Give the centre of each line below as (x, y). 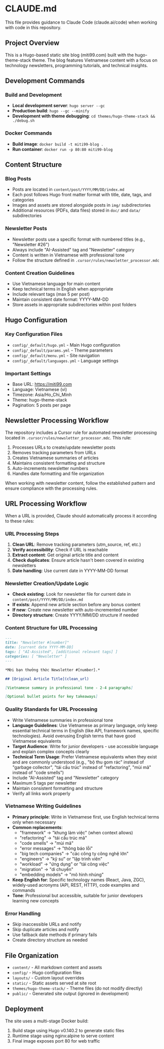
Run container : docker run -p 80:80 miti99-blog (63, 149)
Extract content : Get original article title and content (66, 555)
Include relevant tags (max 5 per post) (51, 294)
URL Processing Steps (32, 534)
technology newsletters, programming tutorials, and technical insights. (77, 65)
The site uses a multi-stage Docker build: (47, 1021)
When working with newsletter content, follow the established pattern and (80, 483)
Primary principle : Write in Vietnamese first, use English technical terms (85, 817)
